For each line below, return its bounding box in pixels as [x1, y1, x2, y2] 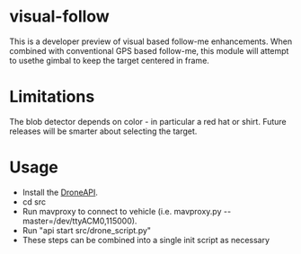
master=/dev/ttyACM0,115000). [22, 215, 137, 226]
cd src [22, 196, 47, 207]
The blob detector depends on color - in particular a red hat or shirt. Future [9, 116, 288, 127]
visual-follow [9, 6, 110, 27]
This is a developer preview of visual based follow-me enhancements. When [9, 36, 293, 47]
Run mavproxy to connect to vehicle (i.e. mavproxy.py [22, 206, 222, 216]
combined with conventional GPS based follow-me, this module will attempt [9, 45, 289, 56]
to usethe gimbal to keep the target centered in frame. [9, 55, 209, 66]
